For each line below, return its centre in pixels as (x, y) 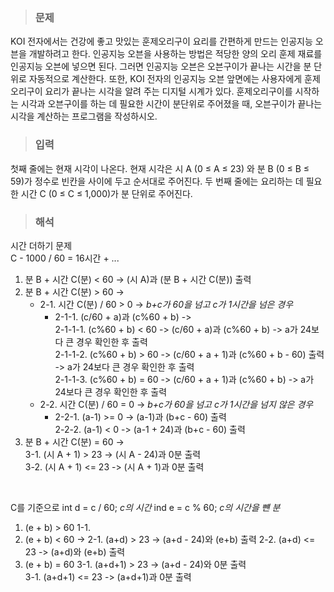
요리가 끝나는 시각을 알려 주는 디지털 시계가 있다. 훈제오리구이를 (168, 91)
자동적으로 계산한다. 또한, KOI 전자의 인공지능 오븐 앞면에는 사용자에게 (165, 79)
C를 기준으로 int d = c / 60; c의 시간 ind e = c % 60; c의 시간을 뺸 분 (145, 507)
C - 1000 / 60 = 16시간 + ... (65, 258)
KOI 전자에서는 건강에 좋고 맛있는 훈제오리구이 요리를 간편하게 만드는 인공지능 (161, 41)
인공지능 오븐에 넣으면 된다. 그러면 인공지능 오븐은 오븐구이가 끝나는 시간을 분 (161, 66)
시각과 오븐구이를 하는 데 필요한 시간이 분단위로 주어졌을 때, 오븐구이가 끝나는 (171, 104)
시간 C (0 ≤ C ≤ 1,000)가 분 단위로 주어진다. (106, 193)
